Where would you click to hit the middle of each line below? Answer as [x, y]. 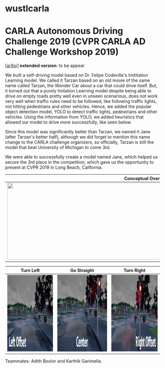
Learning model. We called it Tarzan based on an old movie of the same [78, 80]
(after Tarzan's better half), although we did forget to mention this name [78, 137]
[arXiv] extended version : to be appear [45, 66]
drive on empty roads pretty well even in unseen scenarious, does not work [82, 96]
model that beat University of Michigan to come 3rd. [58, 148]
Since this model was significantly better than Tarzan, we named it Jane [78, 132]
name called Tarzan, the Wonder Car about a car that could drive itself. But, [81, 86]
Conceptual [136, 178]
